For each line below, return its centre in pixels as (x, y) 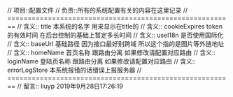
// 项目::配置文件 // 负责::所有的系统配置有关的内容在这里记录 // (98, 10)
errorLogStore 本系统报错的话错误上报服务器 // (75, 70)
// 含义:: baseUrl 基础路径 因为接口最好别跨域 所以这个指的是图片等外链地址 (116, 44)
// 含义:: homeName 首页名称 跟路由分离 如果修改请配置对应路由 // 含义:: (111, 52)
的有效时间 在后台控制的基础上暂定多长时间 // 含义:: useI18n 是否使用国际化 (115, 35)
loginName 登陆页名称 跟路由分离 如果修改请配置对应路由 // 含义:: (101, 61)
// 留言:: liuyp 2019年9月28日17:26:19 (70, 86)
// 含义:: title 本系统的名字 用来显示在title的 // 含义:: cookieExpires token (120, 26)
